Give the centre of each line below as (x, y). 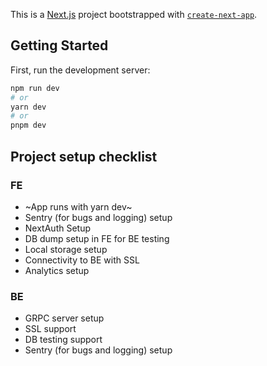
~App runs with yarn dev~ (78, 206)
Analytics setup (57, 270)
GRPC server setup (64, 318)
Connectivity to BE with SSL (82, 260)
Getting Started (59, 45)
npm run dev (35, 88)
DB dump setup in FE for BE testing (97, 238)
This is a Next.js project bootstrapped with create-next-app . (134, 14)
